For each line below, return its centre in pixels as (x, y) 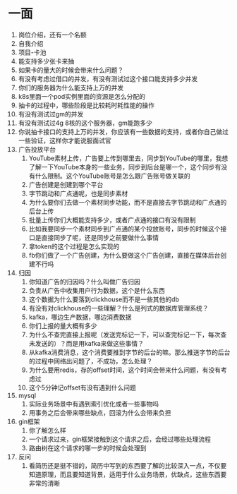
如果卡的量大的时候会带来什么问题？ (71, 70)
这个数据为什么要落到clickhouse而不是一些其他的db (104, 299)
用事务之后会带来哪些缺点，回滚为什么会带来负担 (100, 412)
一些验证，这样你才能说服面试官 (65, 140)
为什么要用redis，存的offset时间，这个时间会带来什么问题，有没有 (125, 370)
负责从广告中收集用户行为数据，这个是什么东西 (97, 290)
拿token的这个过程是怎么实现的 (74, 246)
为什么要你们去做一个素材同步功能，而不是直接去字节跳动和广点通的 (128, 202)
